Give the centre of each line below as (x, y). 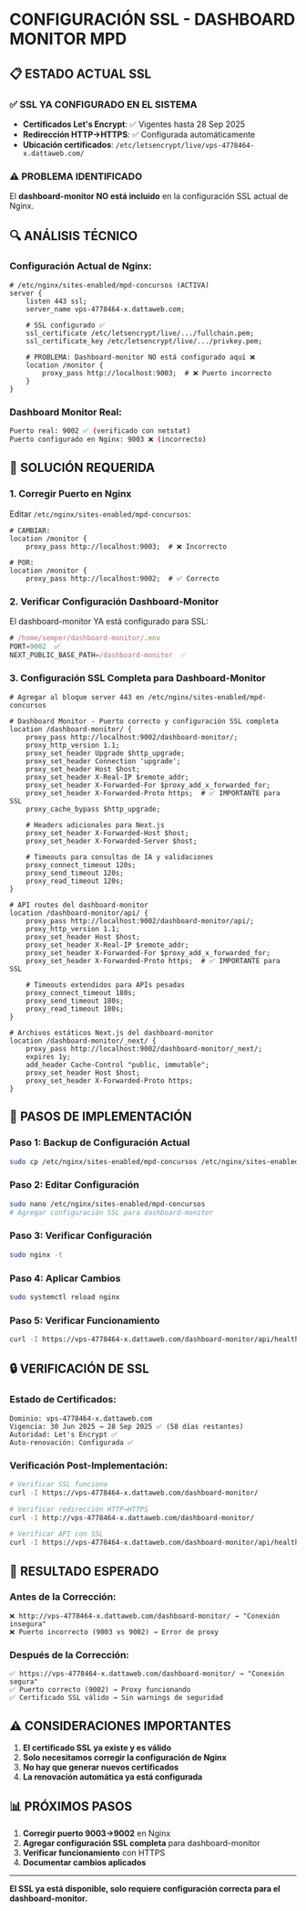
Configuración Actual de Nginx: (81, 267)
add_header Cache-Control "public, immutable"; (117, 1065)
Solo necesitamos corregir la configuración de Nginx (125, 1757)
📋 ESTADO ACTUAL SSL (81, 73)
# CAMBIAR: (30, 530)
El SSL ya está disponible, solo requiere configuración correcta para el (145, 1888)
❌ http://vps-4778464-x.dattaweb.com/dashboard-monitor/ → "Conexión (145, 1616)
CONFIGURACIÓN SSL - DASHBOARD (153, 20)
